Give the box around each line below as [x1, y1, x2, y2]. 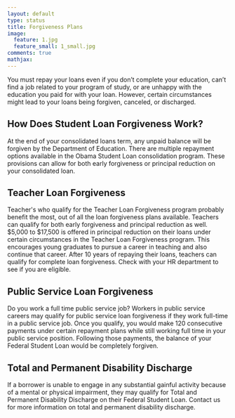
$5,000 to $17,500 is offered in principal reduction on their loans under [7, 228, 212, 236]
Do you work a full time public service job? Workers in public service [7, 304, 206, 313]
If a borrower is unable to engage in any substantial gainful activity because [7, 381, 227, 388]
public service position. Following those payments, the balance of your [7, 334, 212, 343]
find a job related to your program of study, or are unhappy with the [7, 82, 202, 91]
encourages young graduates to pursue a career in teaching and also [7, 243, 208, 252]
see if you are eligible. [7, 265, 72, 274]
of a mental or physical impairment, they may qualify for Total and [7, 388, 198, 396]
